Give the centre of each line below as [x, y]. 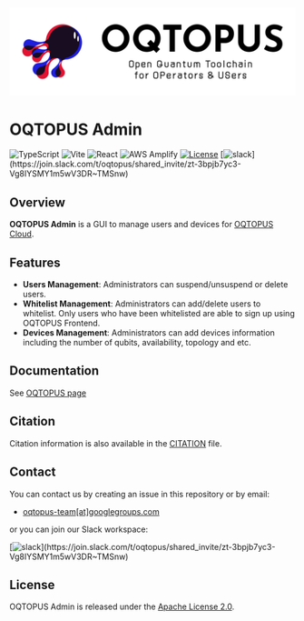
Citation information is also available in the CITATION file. [116, 443]
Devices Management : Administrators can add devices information [148, 333]
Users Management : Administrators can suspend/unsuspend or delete [155, 285]
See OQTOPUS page [48, 393]
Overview [38, 202]
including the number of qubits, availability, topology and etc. [137, 343]
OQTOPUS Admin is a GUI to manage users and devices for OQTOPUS [142, 225]
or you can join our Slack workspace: [79, 529]
